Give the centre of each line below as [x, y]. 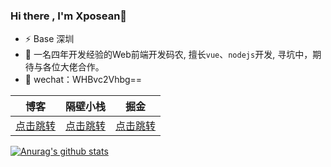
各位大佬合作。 [73, 67]
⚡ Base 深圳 [49, 39]
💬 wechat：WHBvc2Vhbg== [83, 80]
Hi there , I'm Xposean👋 [69, 16]
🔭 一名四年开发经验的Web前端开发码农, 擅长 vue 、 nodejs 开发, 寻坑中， [168, 55]
